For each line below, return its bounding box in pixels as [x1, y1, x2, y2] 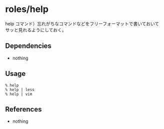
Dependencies [5, 41, 51, 50]
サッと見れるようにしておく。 [5, 26, 66, 33]
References [5, 105, 42, 113]
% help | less [5, 87, 35, 92]
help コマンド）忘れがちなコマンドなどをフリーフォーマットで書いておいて [5, 20, 159, 26]
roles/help [5, 3, 49, 15]
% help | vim [5, 91, 32, 96]
